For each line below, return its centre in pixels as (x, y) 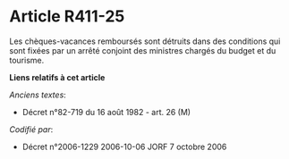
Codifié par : (31, 129)
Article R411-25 (67, 17)
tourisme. (27, 60)
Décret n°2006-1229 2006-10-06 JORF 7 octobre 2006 (124, 146)
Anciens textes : (38, 95)
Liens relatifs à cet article (57, 77)
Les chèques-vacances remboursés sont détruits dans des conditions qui (145, 41)
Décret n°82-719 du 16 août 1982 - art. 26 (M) (106, 112)
